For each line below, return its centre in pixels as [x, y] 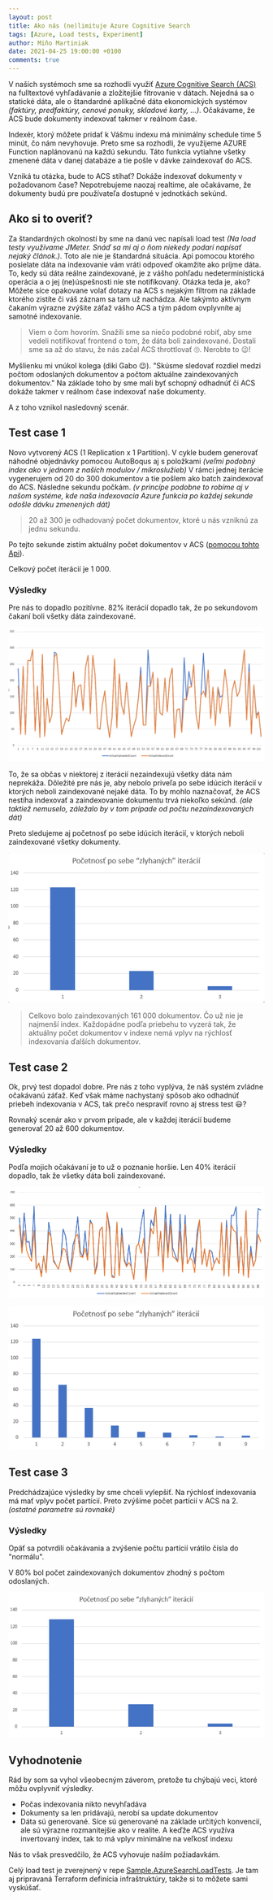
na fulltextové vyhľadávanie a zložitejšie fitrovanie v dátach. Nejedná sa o [131, 93]
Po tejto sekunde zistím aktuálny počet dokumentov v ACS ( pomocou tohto [134, 544]
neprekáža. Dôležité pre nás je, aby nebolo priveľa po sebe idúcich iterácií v [135, 783]
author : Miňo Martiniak [49, 43]
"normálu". [26, 1556]
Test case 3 [38, 1473]
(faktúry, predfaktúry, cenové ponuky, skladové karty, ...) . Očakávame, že [132, 110]
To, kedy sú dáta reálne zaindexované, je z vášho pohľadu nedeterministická [136, 273]
